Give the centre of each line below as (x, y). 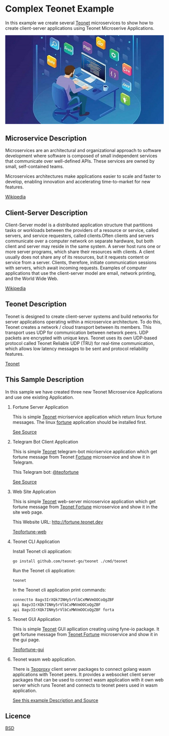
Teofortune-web (29, 531)
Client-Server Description (47, 213)
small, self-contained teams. (35, 167)
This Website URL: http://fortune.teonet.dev (58, 522)
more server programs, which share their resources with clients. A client (80, 252)
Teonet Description (36, 304)
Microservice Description (46, 138)
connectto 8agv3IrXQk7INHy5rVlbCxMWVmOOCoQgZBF (63, 600)
